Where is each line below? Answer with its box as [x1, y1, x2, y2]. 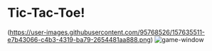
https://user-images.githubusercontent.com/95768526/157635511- [9, 28, 205, 36]
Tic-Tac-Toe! [7, 5, 85, 21]
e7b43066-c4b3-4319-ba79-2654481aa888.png [7, 35, 152, 43]
